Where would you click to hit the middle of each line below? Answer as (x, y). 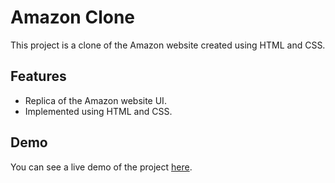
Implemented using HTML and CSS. (98, 111)
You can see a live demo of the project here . (101, 167)
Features (38, 76)
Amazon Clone (73, 17)
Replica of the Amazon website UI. (95, 100)
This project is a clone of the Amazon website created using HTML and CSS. (168, 45)
